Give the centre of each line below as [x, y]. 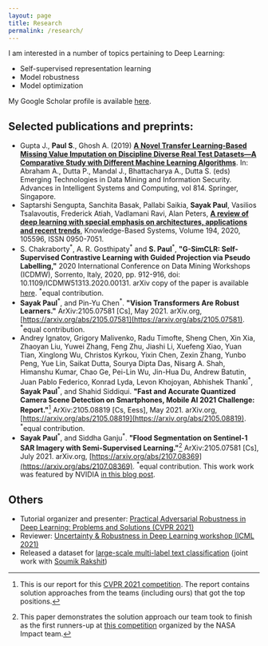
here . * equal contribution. [62, 292]
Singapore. [38, 197]
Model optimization [51, 86]
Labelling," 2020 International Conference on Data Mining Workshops [135, 265]
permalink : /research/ [46, 30]
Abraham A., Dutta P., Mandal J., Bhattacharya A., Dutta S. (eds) [125, 171]
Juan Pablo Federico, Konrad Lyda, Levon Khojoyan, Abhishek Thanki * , [136, 381]
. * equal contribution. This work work [193, 465]
